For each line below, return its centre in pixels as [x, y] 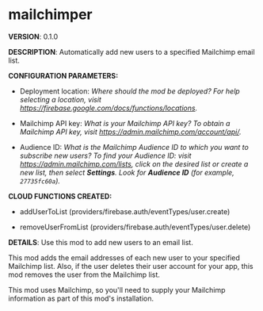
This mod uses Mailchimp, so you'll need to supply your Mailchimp [117, 290]
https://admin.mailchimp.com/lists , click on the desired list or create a [134, 163]
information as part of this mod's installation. [81, 298]
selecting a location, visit [60, 99]
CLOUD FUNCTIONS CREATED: [60, 196]
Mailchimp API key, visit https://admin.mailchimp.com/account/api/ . [130, 132]
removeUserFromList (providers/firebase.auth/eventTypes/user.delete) [135, 227]
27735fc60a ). [40, 181]
